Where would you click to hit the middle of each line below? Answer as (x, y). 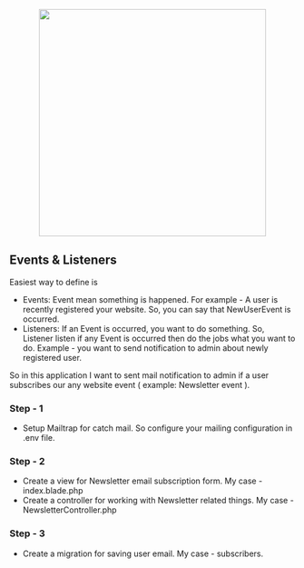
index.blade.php (53, 491)
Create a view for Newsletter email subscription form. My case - (142, 481)
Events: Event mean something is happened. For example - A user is (150, 299)
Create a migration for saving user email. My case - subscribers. (143, 553)
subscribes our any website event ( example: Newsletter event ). (130, 384)
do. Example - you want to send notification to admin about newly (146, 348)
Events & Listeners (64, 260)
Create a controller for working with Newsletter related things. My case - (158, 501)
